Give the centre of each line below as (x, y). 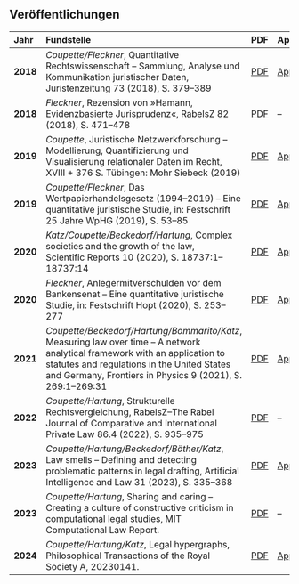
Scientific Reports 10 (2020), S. (113, 257)
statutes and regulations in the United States (138, 364)
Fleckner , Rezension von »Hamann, (119, 102)
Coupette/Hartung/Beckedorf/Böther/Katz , (135, 449)
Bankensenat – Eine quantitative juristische (135, 294)
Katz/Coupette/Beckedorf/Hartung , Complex (139, 235)
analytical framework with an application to (135, 353)
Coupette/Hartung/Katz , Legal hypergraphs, (138, 544)
